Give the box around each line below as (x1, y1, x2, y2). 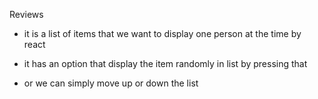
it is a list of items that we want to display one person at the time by (23, 28, 302, 39)
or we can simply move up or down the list (23, 77, 199, 89)
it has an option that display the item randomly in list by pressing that (23, 58, 308, 69)
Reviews (9, 9, 44, 20)
